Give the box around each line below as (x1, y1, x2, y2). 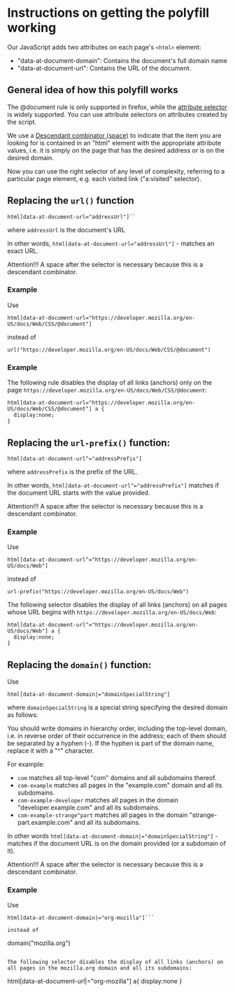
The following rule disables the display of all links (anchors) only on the (7, 378, 212, 387)
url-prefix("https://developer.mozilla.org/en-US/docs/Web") (7, 588, 190, 595)
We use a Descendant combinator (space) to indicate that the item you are (7, 131, 222, 139)
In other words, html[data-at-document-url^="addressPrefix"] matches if (7, 481, 219, 489)
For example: (7, 760, 45, 769)
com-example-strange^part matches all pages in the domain (17, 811, 188, 819)
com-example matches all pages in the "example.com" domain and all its (17, 781, 222, 790)
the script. (7, 118, 37, 126)
